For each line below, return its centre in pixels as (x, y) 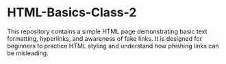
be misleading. (28, 53)
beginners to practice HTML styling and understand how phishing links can (113, 46)
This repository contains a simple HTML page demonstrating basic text (107, 31)
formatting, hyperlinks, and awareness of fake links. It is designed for (105, 38)
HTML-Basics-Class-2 (72, 13)
